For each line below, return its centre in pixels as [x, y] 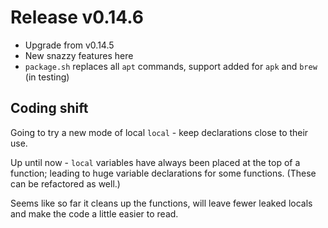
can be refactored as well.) [65, 183]
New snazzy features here [79, 55]
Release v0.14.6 [77, 17]
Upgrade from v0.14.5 [69, 45]
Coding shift [49, 108]
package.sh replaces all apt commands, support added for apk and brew [171, 66]
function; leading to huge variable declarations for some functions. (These [163, 173]
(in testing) [47, 77]
